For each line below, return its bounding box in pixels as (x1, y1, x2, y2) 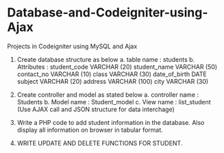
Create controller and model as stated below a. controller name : (16, 91, 199, 99)
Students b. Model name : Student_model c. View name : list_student (16, 97, 211, 106)
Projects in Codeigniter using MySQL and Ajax (7, 42, 138, 50)
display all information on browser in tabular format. (16, 126, 163, 134)
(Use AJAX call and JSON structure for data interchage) (16, 105, 175, 113)
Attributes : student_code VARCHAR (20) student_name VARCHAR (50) (16, 62, 218, 71)
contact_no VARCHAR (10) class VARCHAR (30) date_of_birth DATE (16, 70, 207, 78)
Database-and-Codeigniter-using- (7, 5, 208, 21)
